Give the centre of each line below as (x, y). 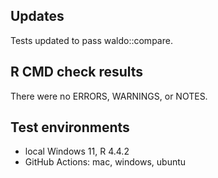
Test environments (70, 127)
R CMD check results (77, 72)
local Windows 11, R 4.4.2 (77, 151)
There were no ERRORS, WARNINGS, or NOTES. (109, 96)
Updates (37, 16)
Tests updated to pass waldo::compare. (91, 40)
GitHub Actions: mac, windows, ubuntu (105, 162)
